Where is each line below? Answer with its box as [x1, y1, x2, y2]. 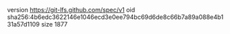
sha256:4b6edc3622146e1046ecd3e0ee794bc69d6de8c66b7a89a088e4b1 [7, 13, 224, 21]
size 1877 [41, 20, 68, 28]
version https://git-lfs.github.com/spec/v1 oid [7, 6, 136, 14]
